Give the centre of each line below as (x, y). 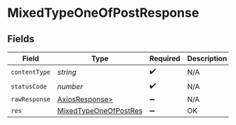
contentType (31, 72)
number (70, 86)
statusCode (29, 86)
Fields (21, 39)
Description (207, 59)
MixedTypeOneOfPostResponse (103, 13)
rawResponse (31, 99)
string (67, 72)
